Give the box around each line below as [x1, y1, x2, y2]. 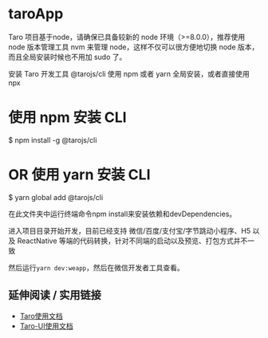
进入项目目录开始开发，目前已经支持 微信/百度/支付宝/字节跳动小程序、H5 [8, 226, 251, 235]
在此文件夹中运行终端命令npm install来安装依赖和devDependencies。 [8, 209, 237, 218]
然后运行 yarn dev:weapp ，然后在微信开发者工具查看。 [8, 262, 185, 272]
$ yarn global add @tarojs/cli [8, 192, 104, 202]
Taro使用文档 [19, 311, 64, 320]
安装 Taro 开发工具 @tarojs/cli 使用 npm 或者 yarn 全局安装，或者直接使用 [8, 69, 250, 78]
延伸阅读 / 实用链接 [8, 289, 102, 302]
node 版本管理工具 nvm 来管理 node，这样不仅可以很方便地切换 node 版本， [8, 41, 259, 52]
